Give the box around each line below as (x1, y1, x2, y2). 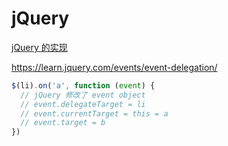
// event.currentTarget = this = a (20, 108, 169, 119)
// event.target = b (20, 118, 106, 128)
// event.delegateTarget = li (20, 99, 146, 109)
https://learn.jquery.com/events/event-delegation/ (11, 61, 218, 73)
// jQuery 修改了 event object (20, 90, 146, 100)
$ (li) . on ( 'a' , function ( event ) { (11, 80, 156, 91)
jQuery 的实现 (11, 41, 68, 53)
